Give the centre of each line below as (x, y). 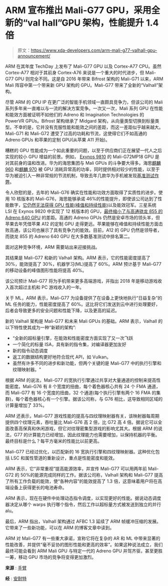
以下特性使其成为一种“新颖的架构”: (41, 327)
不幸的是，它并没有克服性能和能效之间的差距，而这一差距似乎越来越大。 (89, 127)
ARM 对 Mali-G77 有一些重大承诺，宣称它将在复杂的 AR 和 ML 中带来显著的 (83, 538)
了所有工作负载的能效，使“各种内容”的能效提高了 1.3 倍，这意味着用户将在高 (84, 481)
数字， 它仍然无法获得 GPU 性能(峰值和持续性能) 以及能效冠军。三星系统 (83, 205)
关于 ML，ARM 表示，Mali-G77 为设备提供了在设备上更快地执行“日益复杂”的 (84, 298)
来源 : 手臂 (16, 567)
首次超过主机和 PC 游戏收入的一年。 (47, 287)
